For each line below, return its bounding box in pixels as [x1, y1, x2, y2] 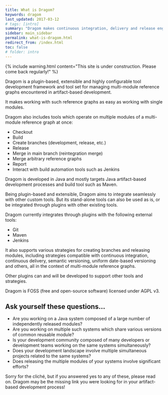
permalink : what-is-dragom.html [5, 36, 72, 41]
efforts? [12, 364, 29, 370]
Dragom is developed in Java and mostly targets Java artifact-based [5, 176, 146, 182]
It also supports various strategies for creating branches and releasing [5, 247, 150, 253]
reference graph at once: [21, 119, 73, 125]
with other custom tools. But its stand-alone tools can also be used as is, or [5, 196, 160, 203]
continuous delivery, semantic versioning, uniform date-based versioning [5, 257, 156, 264]
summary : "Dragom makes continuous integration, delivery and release [5, 26, 155, 31]
